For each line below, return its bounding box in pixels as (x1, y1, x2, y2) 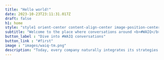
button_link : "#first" (5, 39, 54, 44)
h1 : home (5, 20, 23, 26)
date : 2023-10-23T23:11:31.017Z (5, 12, 71, 16)
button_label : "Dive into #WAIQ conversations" (5, 34, 106, 39)
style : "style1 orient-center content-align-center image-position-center (5, 25, 161, 30)
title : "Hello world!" (5, 7, 51, 12)
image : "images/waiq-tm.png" (5, 43, 67, 48)
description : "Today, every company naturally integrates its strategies (5, 47, 159, 52)
